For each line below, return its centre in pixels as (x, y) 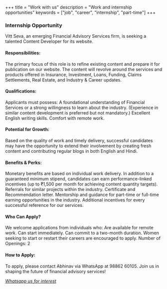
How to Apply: (20, 255)
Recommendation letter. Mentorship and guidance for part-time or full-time (82, 195)
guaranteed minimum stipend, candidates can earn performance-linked (79, 179)
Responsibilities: (23, 53)
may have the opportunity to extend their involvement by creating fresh (78, 146)
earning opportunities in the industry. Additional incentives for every (75, 200)
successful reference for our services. (44, 205)
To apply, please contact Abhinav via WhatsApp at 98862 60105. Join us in (82, 266)
